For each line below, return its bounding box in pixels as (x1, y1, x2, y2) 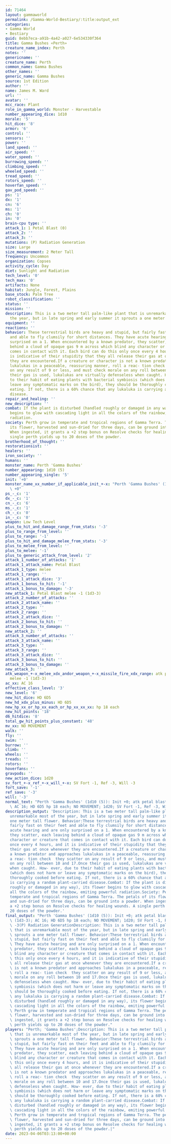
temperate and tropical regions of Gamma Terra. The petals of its (10, 894, 156, 899)
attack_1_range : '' (5, 572, 47, 577)
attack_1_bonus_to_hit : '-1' (5, 581, 67, 587)
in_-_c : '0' (5, 515, 31, 520)
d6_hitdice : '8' (5, 714, 40, 719)
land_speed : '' (5, 145, 38, 150)
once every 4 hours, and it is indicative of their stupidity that (10, 842, 156, 847)
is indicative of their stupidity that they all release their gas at (10, 353, 163, 359)
